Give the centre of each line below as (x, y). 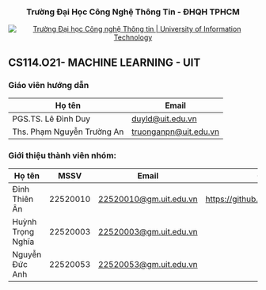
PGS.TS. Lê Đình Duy (51, 119)
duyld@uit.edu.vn (164, 119)
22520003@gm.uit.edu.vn (148, 232)
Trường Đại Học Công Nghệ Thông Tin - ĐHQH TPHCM (133, 12)
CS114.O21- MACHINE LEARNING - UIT (104, 62)
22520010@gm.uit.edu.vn (148, 199)
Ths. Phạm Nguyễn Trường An (68, 132)
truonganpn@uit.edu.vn (176, 132)
